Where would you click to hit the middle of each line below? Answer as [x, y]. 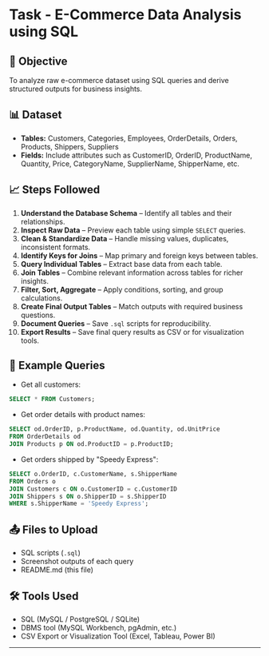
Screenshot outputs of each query [77, 562]
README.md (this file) [57, 570]
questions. [38, 315]
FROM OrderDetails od [45, 437]
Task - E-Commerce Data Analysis [125, 15]
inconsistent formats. [55, 247]
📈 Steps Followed [55, 190]
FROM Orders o [33, 481]
